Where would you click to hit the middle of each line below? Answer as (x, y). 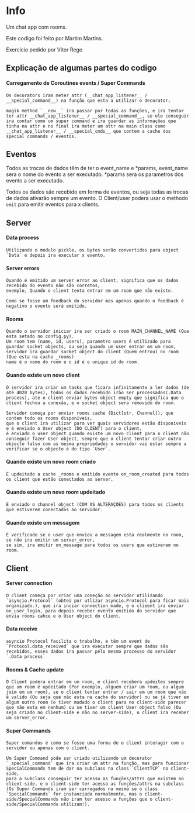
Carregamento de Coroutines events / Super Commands (76, 82)
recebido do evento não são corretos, (53, 286)
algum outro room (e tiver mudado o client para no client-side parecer (96, 702)
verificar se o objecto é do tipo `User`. (58, 449)
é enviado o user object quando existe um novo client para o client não (98, 433)
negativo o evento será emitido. (47, 306)
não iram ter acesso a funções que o (107, 800)
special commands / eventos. (41, 136)
